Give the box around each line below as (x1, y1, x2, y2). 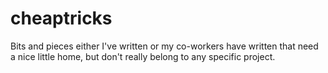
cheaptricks (10, 7, 113, 30)
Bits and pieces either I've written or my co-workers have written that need (10, 40, 319, 52)
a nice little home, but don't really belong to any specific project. (10, 50, 276, 62)
